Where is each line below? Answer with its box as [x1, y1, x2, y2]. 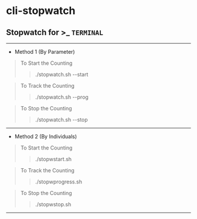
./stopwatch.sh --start [35, 71, 89, 78]
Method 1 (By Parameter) [14, 48, 75, 55]
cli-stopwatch [6, 4, 76, 18]
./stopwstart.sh [35, 156, 72, 162]
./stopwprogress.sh [35, 178, 82, 185]
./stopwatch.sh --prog [35, 93, 89, 100]
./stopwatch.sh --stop [35, 116, 88, 123]
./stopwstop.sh [35, 201, 72, 208]
